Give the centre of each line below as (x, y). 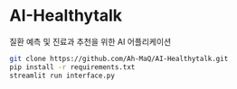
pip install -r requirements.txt (72, 67)
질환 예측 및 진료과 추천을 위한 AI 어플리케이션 (90, 41)
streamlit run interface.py (62, 76)
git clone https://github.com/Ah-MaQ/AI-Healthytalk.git (119, 58)
